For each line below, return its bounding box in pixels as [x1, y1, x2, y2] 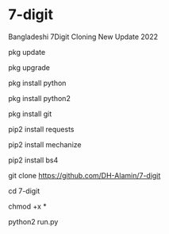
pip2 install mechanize [8, 139, 82, 149]
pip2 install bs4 [8, 155, 59, 165]
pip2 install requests [8, 124, 75, 134]
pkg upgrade [8, 62, 50, 72]
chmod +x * [8, 201, 47, 211]
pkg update [8, 47, 46, 57]
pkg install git [8, 109, 52, 119]
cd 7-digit [8, 185, 40, 196]
